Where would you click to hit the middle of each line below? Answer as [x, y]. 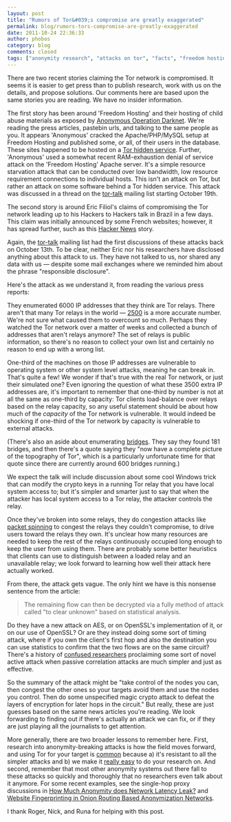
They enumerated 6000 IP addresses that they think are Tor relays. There [111, 305]
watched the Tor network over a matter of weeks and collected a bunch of [112, 327]
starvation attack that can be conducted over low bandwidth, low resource [113, 171]
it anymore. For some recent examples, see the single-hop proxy [99, 783]
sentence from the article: [44, 591]
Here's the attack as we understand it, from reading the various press [106, 284]
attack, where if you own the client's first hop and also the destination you [112, 640]
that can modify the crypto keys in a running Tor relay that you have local [111, 484]
